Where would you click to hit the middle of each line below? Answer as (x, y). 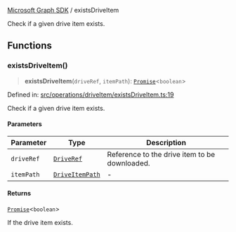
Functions (30, 46)
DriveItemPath (77, 174)
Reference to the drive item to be (161, 154)
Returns (19, 193)
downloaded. (129, 163)
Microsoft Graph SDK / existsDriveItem (63, 10)
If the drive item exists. (40, 223)
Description (166, 142)
